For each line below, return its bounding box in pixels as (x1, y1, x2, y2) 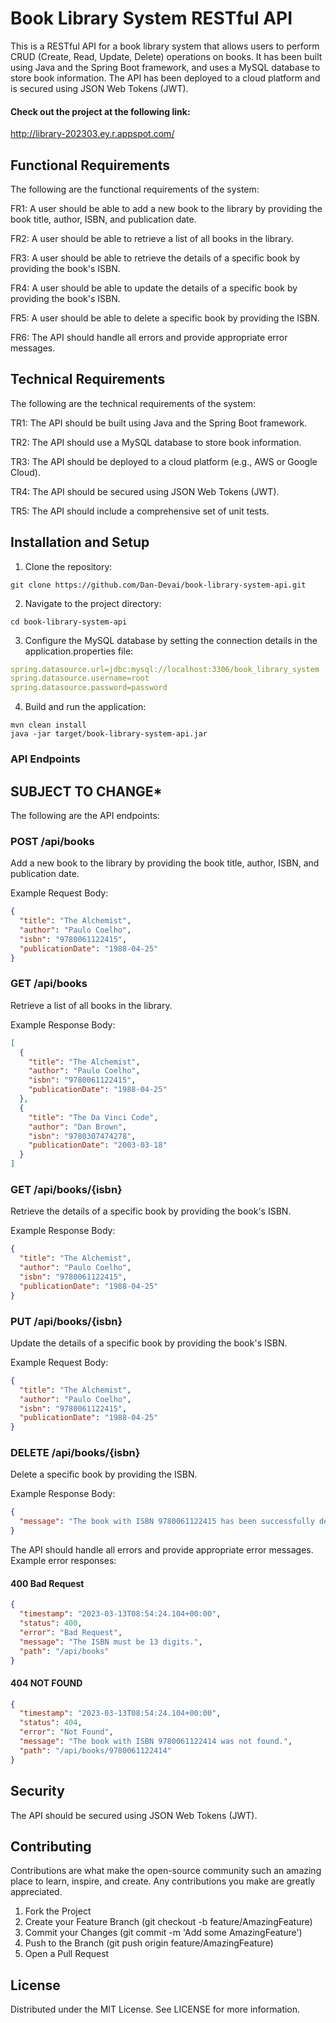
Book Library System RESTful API (10, 7, 293, 30)
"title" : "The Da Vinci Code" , (28, 1112, 159, 1122)
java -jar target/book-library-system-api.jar (10, 729, 208, 739)
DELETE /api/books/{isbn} (10, 1446, 141, 1460)
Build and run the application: (24, 701, 147, 713)
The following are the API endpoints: (10, 809, 160, 821)
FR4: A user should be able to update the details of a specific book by (10, 282, 298, 294)
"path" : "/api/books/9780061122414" (19, 1745, 172, 1756)
